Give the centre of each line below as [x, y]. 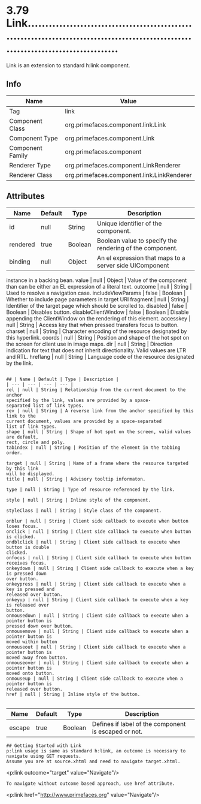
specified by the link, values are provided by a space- [79, 400]
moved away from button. [37, 658]
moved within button [32, 642]
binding [20, 262]
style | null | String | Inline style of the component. [79, 500]
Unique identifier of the [129, 223]
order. [14, 453]
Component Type [33, 138]
